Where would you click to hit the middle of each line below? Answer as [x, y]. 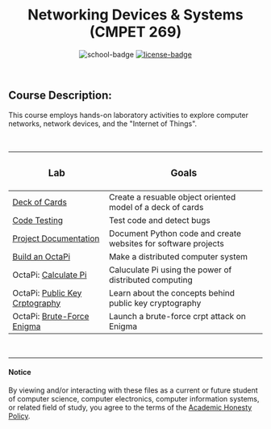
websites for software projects [166, 243]
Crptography [37, 303]
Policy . [19, 416]
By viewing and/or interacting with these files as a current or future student [133, 390]
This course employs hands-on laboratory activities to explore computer [128, 115]
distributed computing [150, 280]
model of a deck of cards [156, 207]
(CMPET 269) [135, 32]
